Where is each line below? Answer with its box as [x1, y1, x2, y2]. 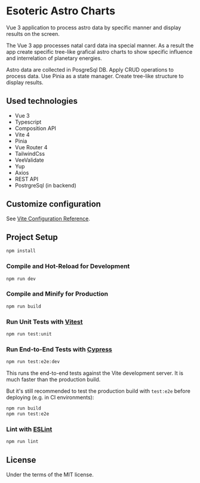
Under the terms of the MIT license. [6, 470, 94, 478]
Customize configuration [6, 199, 101, 210]
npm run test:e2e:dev [6, 359, 60, 365]
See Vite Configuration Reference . [6, 215, 91, 222]
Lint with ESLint [6, 425, 53, 433]
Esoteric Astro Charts [6, 4, 115, 18]
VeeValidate [14, 156, 44, 164]
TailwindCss [14, 150, 45, 157]
